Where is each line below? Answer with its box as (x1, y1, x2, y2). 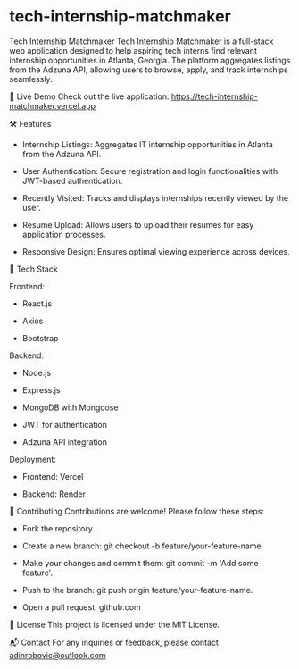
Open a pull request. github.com (21, 601, 141, 613)
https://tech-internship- (170, 91, 259, 102)
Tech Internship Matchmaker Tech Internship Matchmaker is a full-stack (9, 36, 274, 46)
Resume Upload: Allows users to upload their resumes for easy (21, 219, 254, 230)
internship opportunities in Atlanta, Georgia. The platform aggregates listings (9, 54, 291, 65)
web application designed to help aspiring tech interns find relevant (9, 45, 257, 55)
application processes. (21, 229, 106, 239)
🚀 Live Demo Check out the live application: (9, 91, 170, 102)
